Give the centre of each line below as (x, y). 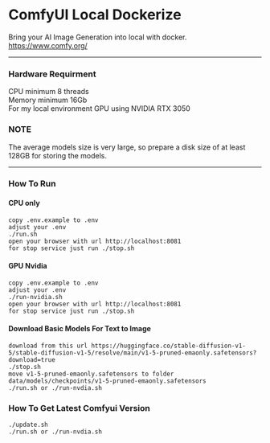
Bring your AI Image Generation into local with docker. (98, 37)
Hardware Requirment (52, 74)
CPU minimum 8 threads (49, 92)
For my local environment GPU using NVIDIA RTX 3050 (99, 109)
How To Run (32, 184)
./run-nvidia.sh (35, 297)
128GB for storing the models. (57, 155)
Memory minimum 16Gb (48, 100)
